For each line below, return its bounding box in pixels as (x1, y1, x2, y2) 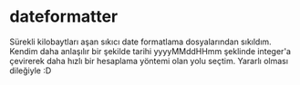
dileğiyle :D (9, 65, 52, 76)
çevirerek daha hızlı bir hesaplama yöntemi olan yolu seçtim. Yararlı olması (9, 55, 289, 66)
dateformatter (9, 6, 119, 27)
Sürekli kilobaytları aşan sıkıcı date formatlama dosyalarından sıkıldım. (9, 36, 272, 47)
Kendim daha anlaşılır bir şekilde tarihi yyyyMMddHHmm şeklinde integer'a (9, 45, 292, 56)
